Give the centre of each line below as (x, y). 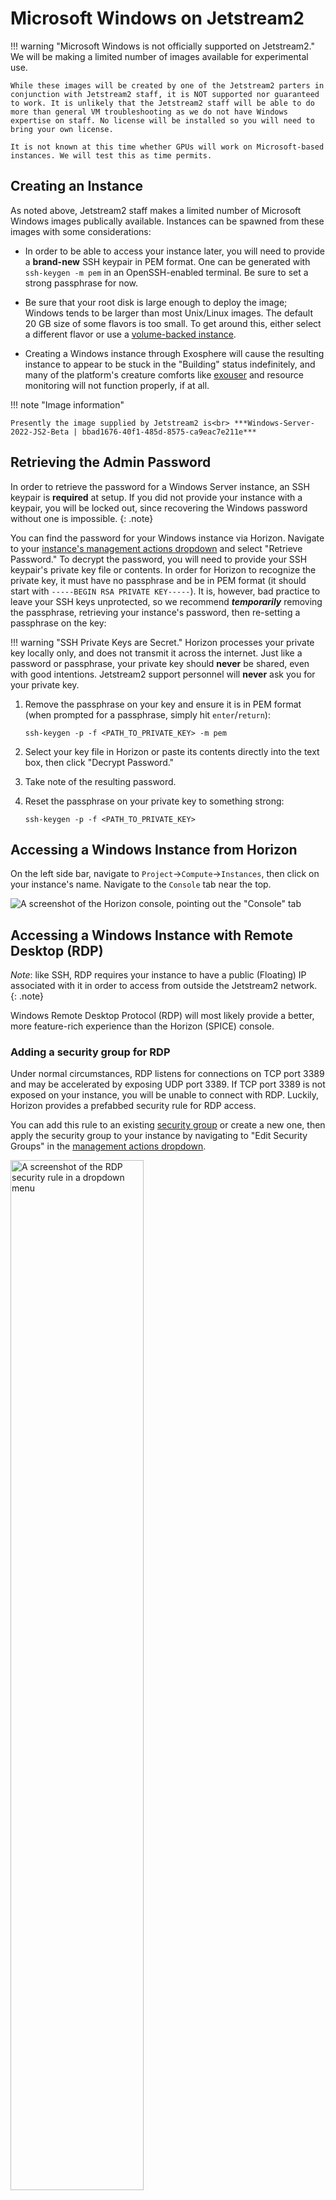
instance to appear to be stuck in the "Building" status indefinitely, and (170, 364)
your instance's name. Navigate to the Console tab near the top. (141, 884)
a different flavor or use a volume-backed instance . (130, 334)
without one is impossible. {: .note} (82, 518)
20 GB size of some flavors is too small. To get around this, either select (173, 323)
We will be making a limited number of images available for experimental (159, 56)
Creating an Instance (77, 186)
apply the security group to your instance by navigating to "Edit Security (159, 1136)
